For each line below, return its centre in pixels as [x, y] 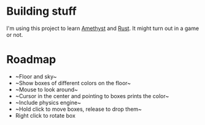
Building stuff [41, 11]
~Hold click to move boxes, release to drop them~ [79, 109]
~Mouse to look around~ [47, 89]
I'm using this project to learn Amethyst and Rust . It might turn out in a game [103, 28]
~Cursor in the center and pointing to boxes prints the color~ [92, 96]
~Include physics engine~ [48, 102]
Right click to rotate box [45, 115]
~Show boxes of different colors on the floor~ [73, 83]
